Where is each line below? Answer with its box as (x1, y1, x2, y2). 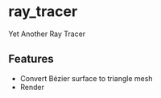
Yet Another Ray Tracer (8, 29, 86, 39)
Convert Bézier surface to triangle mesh (19, 73, 153, 83)
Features (8, 52, 54, 66)
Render (19, 82, 45, 92)
